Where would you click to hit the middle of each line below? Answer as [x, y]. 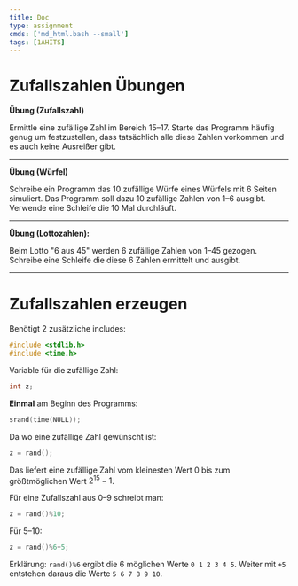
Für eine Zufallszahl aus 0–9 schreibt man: [86, 498]
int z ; [21, 387]
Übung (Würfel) [39, 172]
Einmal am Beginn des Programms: [74, 403]
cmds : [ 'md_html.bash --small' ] [69, 34]
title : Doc [29, 17]
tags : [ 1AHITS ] [37, 42]
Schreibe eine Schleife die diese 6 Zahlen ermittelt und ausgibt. [125, 260]
